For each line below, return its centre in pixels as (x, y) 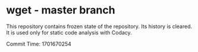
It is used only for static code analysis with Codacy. (69, 32)
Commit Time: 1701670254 (39, 44)
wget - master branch (61, 10)
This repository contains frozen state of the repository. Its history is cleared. (99, 26)
